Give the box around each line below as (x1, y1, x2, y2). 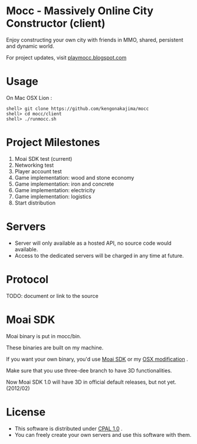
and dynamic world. (6, 43, 54, 50)
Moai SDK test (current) (14, 155, 73, 162)
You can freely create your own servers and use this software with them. (14, 431, 192, 438)
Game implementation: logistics (14, 193, 91, 200)
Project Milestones (6, 136, 100, 149)
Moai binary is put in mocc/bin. (6, 332, 81, 339)
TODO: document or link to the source (6, 292, 98, 299)
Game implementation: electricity (14, 186, 96, 193)
